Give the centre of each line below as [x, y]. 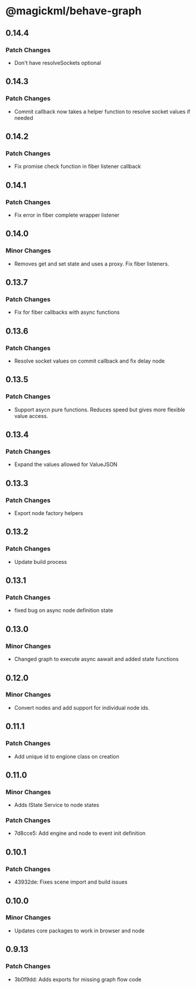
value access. [31, 416]
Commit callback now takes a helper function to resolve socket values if [102, 111]
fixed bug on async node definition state [64, 610]
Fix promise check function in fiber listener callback [78, 166]
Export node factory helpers [49, 513]
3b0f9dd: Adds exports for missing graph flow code [78, 979]
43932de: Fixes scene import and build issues [71, 882]
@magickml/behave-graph [74, 11]
